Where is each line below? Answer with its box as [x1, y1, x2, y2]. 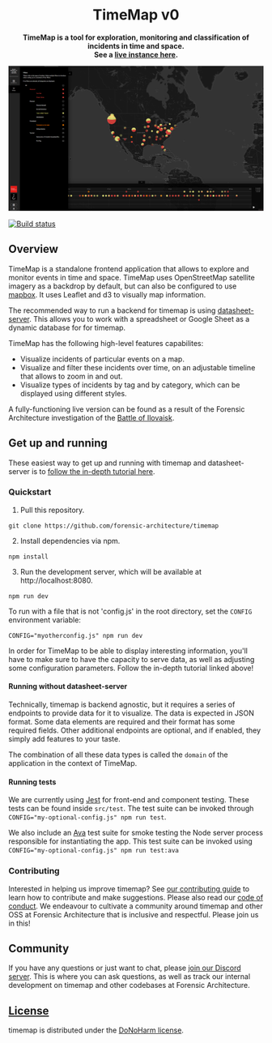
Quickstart [8, 486, 52, 498]
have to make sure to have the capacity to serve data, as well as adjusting [8, 654, 255, 664]
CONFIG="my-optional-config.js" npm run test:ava [8, 847, 180, 855]
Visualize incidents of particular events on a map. [19, 354, 185, 364]
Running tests [8, 776, 57, 787]
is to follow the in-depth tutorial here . [32, 466, 155, 476]
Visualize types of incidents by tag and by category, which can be [19, 379, 240, 390]
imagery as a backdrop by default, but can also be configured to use [8, 281, 237, 291]
